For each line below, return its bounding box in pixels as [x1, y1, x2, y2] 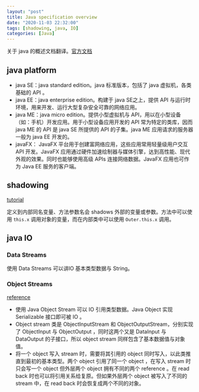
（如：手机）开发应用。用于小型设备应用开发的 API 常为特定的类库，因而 [15, 118, 193, 125]
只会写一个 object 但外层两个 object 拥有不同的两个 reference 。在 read [15, 365, 190, 372]
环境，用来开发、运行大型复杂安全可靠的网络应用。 [15, 103, 140, 111]
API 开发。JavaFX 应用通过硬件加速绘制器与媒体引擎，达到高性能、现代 [15, 148, 191, 155]
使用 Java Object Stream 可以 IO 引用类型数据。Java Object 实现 [15, 306, 174, 313]
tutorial [7, 196, 24, 203]
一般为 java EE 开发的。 [15, 133, 73, 140]
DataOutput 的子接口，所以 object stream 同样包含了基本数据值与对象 [15, 335, 185, 342]
